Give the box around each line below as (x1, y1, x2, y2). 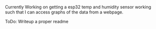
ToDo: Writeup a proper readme (5, 19, 69, 24)
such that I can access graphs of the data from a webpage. (5, 9, 123, 15)
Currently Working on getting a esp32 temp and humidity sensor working (5, 4, 152, 10)
